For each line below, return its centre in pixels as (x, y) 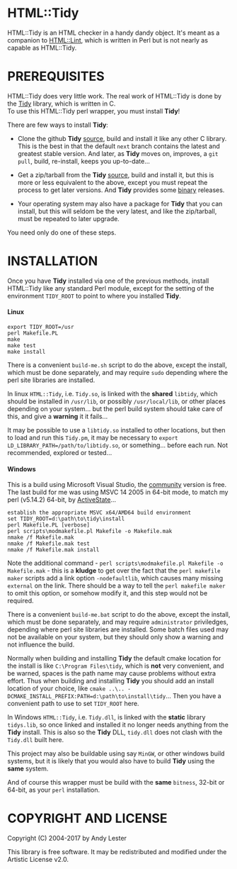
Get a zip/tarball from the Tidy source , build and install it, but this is (116, 174)
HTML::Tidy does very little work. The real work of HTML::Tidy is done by (114, 96)
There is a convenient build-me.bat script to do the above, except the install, (119, 615)
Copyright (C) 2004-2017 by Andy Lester (67, 839)
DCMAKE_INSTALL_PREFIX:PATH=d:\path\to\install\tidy (87, 697)
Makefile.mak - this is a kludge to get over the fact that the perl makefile (114, 571)
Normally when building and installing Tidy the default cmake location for (114, 658)
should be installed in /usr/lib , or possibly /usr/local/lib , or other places (117, 401)
